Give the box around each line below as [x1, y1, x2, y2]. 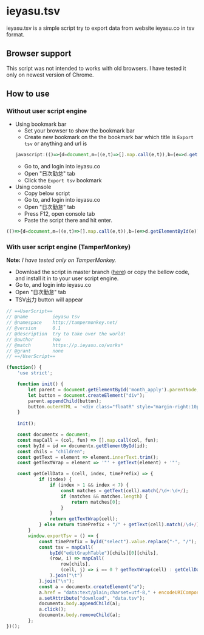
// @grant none [6, 348, 64, 354]
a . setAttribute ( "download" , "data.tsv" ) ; [38, 595, 146, 601]
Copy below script [24, 190, 70, 197]
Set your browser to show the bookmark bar [24, 127, 135, 134]
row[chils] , [60, 561, 91, 568]
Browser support [6, 49, 72, 59]
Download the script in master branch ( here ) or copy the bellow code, [15, 269, 190, 276]
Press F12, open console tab [24, 210, 95, 218]
